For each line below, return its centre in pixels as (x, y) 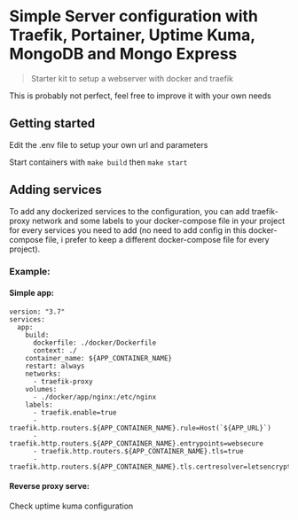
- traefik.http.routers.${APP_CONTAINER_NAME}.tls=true (138, 451)
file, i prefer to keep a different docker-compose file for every (157, 239)
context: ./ (55, 350)
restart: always (55, 366)
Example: (30, 272)
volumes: (41, 389)
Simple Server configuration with (134, 16)
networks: (43, 374)
